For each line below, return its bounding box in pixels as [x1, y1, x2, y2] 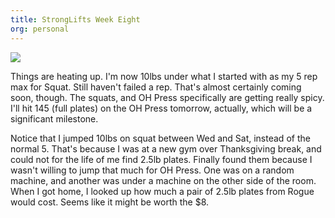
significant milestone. [10, 112, 99, 125]
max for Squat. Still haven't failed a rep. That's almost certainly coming [10, 81, 302, 93]
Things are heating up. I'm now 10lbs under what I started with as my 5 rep [10, 70, 318, 82]
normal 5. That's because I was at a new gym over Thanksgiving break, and [10, 142, 322, 155]
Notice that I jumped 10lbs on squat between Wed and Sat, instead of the [10, 132, 311, 144]
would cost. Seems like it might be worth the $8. [10, 196, 210, 208]
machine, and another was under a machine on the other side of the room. [10, 174, 317, 186]
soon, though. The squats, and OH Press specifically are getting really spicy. [10, 91, 325, 103]
